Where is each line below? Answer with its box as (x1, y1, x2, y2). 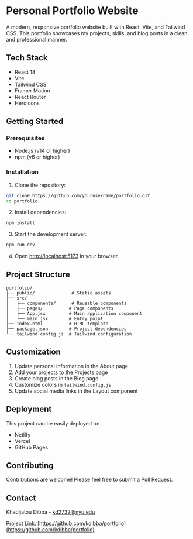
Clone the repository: (14, 181, 66, 188)
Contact (6, 493, 36, 503)
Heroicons (14, 99, 40, 107)
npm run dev (6, 242, 35, 248)
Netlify (14, 431, 31, 438)
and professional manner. (6, 36, 67, 43)
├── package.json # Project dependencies (6, 326, 127, 332)
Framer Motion (14, 87, 51, 94)
